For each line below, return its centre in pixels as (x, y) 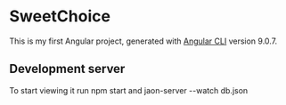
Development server (67, 69)
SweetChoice (60, 16)
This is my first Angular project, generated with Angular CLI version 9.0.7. (143, 41)
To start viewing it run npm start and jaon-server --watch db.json (129, 90)
